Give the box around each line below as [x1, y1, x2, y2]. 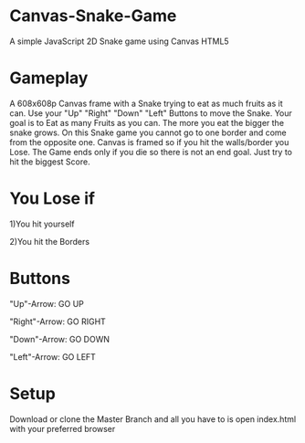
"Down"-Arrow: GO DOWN [9, 333, 110, 344]
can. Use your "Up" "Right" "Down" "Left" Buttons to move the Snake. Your [9, 107, 292, 119]
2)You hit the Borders [9, 236, 89, 247]
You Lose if [9, 188, 96, 209]
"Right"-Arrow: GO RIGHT [9, 316, 107, 327]
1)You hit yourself [9, 218, 75, 229]
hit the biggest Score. [9, 156, 90, 167]
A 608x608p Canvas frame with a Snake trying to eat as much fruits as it [9, 98, 283, 109]
